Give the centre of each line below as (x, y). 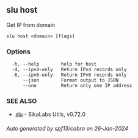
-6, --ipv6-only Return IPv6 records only (69, 75)
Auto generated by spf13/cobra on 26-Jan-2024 (67, 128)
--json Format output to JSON (71, 80)
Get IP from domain (31, 25)
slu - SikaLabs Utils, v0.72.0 (50, 114)
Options (18, 52)
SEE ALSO (22, 101)
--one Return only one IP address (77, 86)
